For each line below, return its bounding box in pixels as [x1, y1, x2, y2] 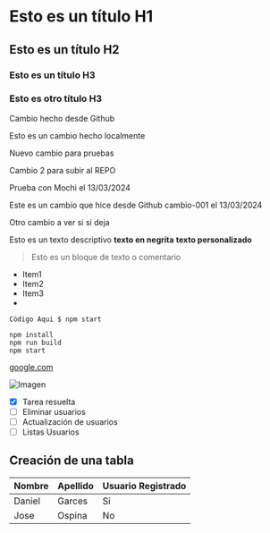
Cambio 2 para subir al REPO [9, 165, 116, 175]
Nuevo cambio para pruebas [9, 148, 114, 158]
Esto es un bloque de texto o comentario [30, 251, 181, 262]
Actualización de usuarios [21, 416, 118, 427]
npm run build [9, 338, 63, 347]
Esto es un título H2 [9, 42, 120, 57]
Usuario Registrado [102, 479, 187, 492]
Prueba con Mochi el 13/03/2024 [9, 182, 131, 193]
